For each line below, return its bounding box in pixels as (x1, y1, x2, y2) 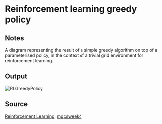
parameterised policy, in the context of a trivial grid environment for (5, 52, 144, 58)
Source (5, 100, 28, 108)
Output (5, 72, 27, 81)
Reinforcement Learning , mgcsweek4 (5, 113, 82, 119)
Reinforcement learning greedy (5, 3, 137, 15)
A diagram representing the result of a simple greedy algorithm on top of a (5, 47, 158, 53)
